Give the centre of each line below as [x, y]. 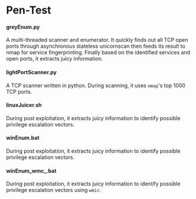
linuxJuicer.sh [24, 105]
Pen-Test [29, 10]
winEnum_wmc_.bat [31, 171]
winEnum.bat [23, 138]
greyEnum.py [23, 26]
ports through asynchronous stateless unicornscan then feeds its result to [96, 46]
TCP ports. [19, 91]
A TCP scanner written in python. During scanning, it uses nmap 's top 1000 [96, 85]
